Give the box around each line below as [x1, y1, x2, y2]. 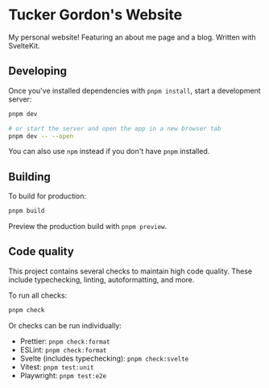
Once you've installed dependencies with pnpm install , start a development [8, 86, 261, 95]
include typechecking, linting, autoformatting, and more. [8, 274, 195, 284]
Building [8, 169, 51, 183]
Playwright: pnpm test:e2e [19, 370, 107, 380]
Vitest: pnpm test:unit [19, 361, 94, 372]
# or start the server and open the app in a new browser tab [8, 124, 221, 132]
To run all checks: [8, 290, 68, 300]
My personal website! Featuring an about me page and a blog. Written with [8, 32, 256, 42]
